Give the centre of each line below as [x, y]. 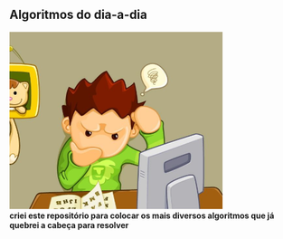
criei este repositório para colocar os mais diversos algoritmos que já [142, 215]
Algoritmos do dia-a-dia [78, 15]
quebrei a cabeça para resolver [69, 225]
